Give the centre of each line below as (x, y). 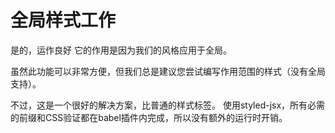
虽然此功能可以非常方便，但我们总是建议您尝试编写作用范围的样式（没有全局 (168, 71)
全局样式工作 (63, 20)
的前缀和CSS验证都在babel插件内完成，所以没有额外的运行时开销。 (149, 117)
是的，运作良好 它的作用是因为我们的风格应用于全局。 (121, 50)
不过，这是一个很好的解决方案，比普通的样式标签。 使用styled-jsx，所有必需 (168, 105)
